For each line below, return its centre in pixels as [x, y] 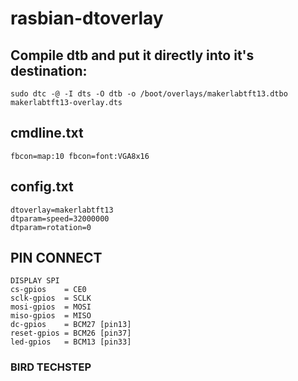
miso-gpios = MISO [51, 316]
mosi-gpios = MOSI [51, 307]
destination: [49, 70]
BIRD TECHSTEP [51, 367]
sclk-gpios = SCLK [51, 298]
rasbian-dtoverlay [87, 18]
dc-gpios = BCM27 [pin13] [71, 325]
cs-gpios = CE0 [48, 290]
